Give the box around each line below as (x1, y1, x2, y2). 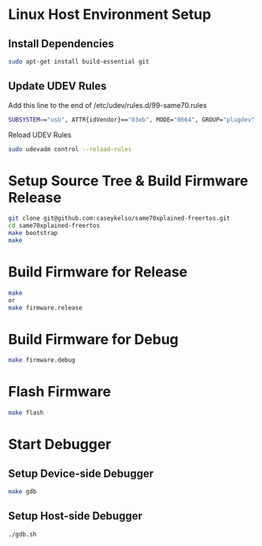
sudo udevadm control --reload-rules (8, 145, 132, 153)
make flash (8, 409, 44, 417)
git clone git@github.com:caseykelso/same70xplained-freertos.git (8, 214, 231, 222)
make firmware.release (8, 303, 83, 312)
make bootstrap (8, 229, 58, 237)
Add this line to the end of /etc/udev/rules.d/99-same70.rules (8, 100, 207, 110)
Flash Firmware (8, 383, 112, 401)
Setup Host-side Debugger (8, 510, 143, 523)
